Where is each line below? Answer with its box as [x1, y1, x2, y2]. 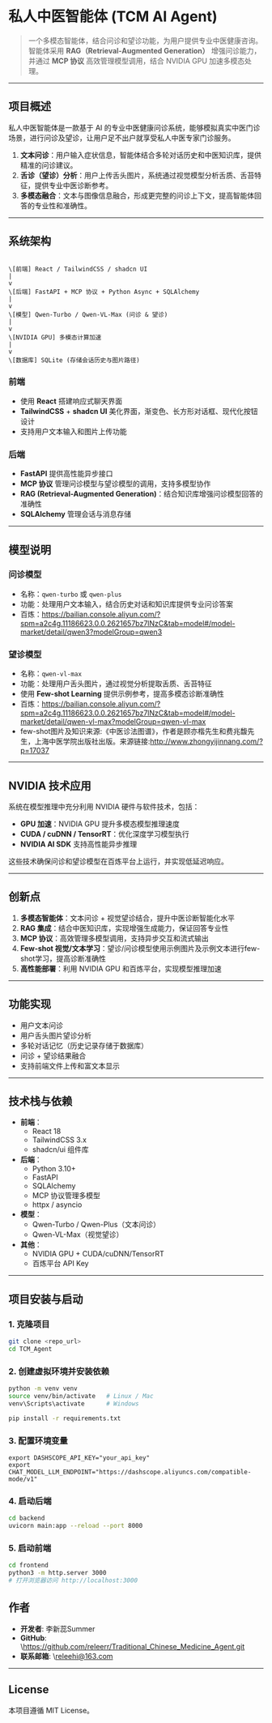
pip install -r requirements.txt [8, 1414, 121, 1422]
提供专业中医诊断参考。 [34, 180, 113, 190]
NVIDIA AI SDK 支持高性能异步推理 [19, 839, 138, 849]
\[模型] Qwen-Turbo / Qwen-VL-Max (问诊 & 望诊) [8, 310, 168, 318]
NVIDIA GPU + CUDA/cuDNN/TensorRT [32, 1249, 164, 1259]
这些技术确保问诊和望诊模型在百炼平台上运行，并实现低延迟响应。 [8, 856, 228, 866]
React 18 [32, 1127, 62, 1137]
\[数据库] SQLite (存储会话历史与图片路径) [8, 356, 140, 365]
